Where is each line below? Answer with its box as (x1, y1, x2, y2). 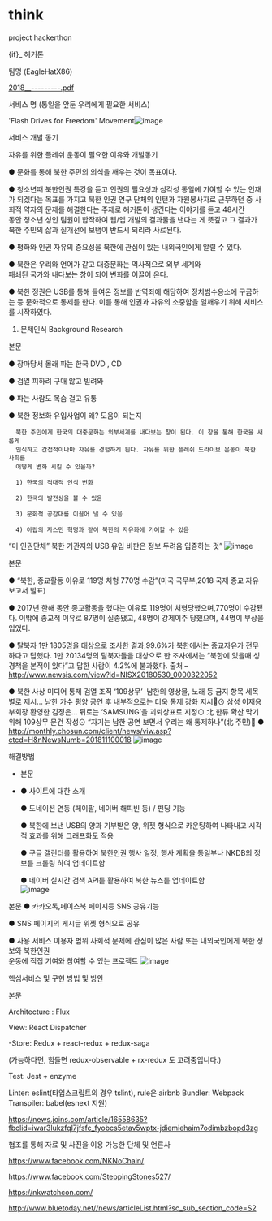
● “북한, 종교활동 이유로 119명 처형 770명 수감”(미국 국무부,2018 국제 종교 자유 (8, 575, 260, 585)
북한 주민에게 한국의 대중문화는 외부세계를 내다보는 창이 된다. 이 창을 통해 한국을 (15, 428, 254, 436)
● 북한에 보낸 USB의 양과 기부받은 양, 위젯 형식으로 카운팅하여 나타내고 (19, 820, 248, 830)
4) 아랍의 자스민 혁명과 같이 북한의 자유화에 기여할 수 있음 (15, 525, 189, 533)
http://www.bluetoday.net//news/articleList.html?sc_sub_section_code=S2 (8, 1203, 257, 1213)
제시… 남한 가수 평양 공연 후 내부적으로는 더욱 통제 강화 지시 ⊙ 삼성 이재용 (23, 697, 262, 706)
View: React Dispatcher (8, 1022, 87, 1032)
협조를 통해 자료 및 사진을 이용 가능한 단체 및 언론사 (8, 1139, 171, 1150)
